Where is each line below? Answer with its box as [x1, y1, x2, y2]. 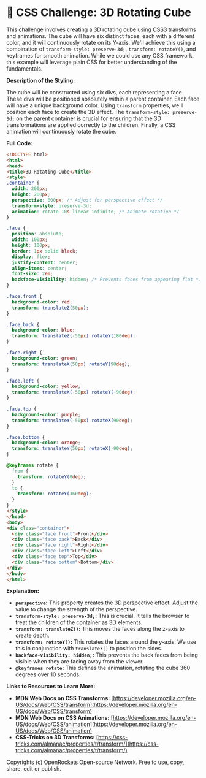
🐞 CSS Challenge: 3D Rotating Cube [6, 6, 191, 20]
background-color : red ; [12, 299, 72, 305]
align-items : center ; [12, 265, 67, 272]
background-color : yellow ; [12, 383, 81, 390]
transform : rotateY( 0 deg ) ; [17, 473, 86, 480]
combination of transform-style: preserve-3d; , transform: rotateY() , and [6, 45, 196, 53]
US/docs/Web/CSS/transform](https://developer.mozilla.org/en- [15, 701, 178, 709]
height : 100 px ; [12, 242, 51, 249]
